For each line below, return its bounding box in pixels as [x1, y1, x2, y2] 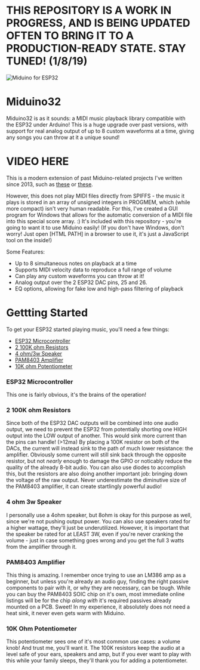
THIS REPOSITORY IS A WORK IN [6, 4, 172, 17]
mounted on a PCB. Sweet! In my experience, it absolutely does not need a [6, 603, 190, 610]
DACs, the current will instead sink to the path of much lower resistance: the [6, 445, 193, 452]
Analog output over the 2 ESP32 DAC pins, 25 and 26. [14, 279, 147, 286]
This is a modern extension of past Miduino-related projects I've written [6, 174, 183, 181]
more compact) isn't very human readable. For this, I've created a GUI [6, 205, 178, 212]
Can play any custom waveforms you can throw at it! [14, 272, 144, 279]
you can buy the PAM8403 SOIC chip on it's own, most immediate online [6, 590, 185, 597]
